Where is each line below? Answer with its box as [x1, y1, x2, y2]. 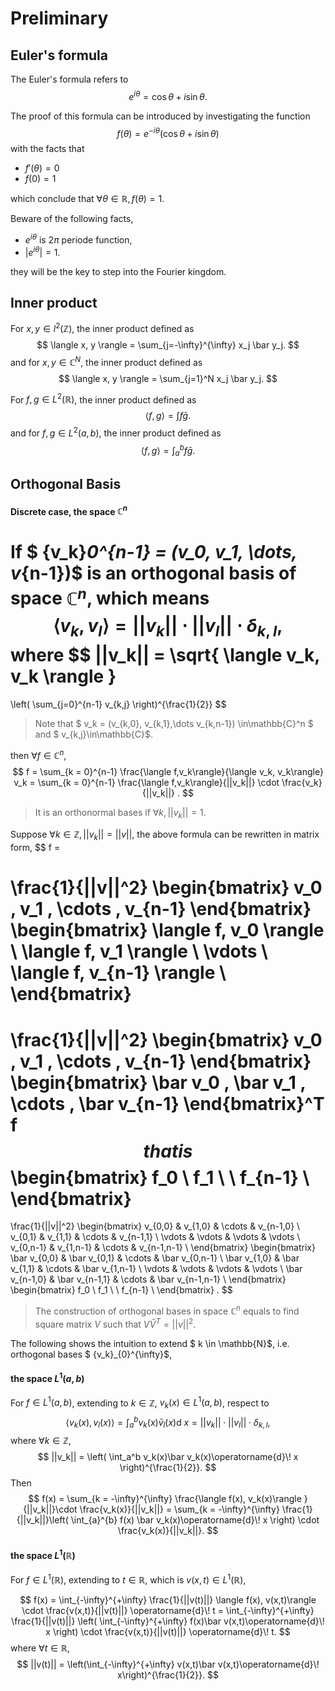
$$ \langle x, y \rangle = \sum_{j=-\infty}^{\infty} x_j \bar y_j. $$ [36, 339, 300, 351]
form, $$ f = [10, 842, 61, 854]
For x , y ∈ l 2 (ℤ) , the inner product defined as [10, 321, 195, 335]
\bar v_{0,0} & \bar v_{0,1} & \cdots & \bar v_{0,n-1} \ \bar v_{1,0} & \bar [10, 1252, 300, 1264]
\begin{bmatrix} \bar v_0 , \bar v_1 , [10, 1071, 306, 1094]
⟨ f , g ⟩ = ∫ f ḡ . [144, 410, 192, 422]
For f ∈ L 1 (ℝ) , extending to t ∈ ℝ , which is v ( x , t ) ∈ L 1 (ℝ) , [10, 1572, 247, 1586]
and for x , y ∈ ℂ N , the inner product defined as [10, 355, 203, 368]
